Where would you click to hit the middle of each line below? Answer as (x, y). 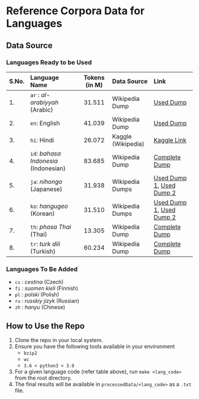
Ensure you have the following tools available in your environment (95, 346)
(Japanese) (46, 189)
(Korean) (43, 213)
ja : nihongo (46, 181)
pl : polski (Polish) (37, 295)
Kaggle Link (170, 140)
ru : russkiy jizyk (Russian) (47, 301)
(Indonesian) (48, 168)
